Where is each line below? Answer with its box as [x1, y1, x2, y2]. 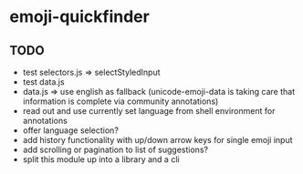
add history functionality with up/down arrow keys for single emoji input [22, 135, 294, 145]
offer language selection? [22, 125, 119, 136]
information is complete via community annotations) [22, 96, 219, 107]
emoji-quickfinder [9, 6, 151, 27]
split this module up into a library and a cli [22, 154, 180, 165]
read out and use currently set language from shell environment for [22, 106, 276, 116]
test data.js [22, 77, 66, 87]
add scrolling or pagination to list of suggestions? [22, 144, 208, 155]
